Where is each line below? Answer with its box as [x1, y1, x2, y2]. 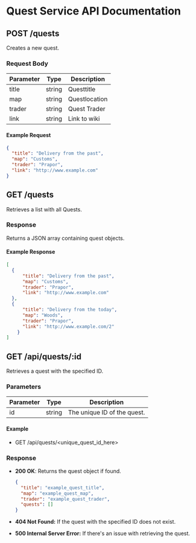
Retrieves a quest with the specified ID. [6, 367, 104, 375]
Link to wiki [68, 115, 100, 123]
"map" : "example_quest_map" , [21, 490, 94, 496]
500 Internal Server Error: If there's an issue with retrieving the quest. [14, 530, 191, 537]
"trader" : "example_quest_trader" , [21, 496, 110, 502]
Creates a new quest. [6, 44, 59, 51]
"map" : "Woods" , [22, 312, 63, 318]
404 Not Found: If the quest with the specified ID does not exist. [14, 518, 176, 525]
